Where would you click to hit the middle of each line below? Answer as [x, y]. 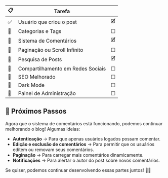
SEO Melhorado [37, 77]
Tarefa [62, 11]
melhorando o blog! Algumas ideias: [43, 129]
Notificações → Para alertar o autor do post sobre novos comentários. [86, 160]
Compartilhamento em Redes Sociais [62, 69]
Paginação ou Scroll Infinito [51, 50]
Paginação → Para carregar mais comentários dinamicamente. [78, 155]
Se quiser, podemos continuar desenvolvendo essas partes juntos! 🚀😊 [78, 170]
